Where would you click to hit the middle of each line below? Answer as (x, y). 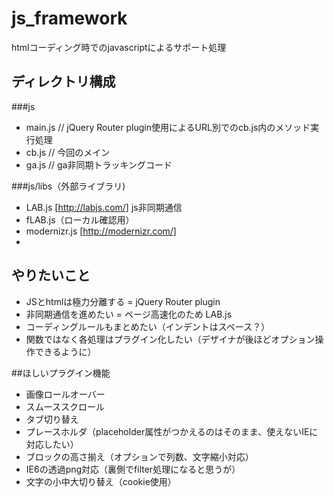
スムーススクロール (65, 406)
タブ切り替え (52, 419)
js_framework (69, 18)
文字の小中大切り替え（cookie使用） (101, 481)
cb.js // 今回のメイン (68, 152)
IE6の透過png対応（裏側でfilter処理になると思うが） (133, 469)
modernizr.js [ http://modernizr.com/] (101, 231)
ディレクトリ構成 (63, 82)
